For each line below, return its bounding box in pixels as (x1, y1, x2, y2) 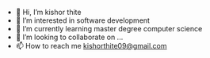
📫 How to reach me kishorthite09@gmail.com (15, 42, 168, 50)
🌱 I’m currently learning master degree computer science (15, 24, 203, 33)
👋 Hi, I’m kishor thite (15, 8, 82, 16)
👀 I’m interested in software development (15, 16, 151, 25)
